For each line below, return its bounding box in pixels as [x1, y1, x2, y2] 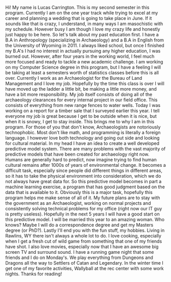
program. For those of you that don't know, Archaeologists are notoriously [5, 124, 161, 130]
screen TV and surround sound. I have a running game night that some [5, 249, 154, 255]
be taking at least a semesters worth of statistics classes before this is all [5, 70, 159, 76]
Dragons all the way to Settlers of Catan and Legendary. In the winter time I [5, 260, 163, 266]
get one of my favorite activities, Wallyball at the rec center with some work [5, 266, 164, 271]
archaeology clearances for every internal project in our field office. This [5, 97, 158, 103]
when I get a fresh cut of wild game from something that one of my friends [5, 238, 162, 244]
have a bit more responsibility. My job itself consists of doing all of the [5, 92, 153, 97]
